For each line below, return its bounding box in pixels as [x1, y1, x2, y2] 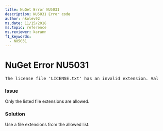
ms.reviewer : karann [5, 30, 47, 34]
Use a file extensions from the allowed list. [5, 122, 90, 128]
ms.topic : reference [5, 25, 47, 30]
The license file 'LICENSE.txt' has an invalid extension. [5, 76, 149, 81]
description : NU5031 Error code [5, 12, 70, 16]
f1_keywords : [5, 34, 32, 39]
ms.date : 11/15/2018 [5, 20, 47, 26]
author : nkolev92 [5, 16, 40, 21]
